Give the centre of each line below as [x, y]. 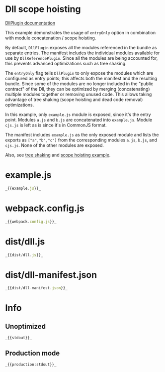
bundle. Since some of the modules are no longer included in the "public [79, 84]
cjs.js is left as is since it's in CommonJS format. [56, 125]
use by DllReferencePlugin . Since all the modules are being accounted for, [82, 58]
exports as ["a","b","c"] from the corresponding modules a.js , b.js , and [81, 140]
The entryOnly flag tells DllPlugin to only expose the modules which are [79, 73]
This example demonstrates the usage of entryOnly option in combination [81, 32]
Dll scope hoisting [43, 9]
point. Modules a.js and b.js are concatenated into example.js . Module [79, 120]
